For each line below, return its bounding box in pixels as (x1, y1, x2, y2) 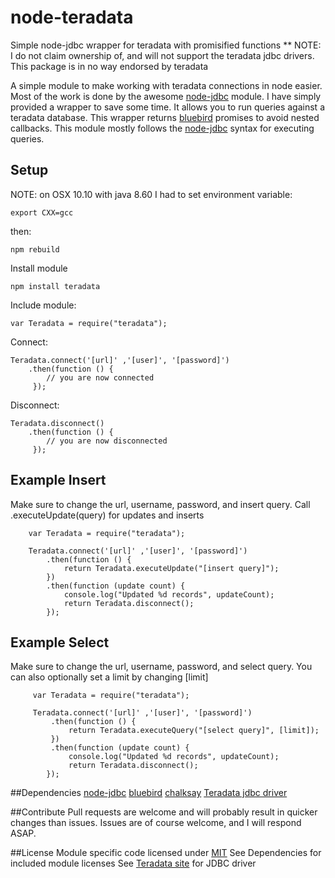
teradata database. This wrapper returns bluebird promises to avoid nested (10, 111, 320, 123)
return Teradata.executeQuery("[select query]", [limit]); (68, 726, 320, 736)
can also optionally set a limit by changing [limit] (10, 671, 209, 683)
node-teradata (10, 6, 134, 29)
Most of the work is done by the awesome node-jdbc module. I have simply (10, 90, 322, 102)
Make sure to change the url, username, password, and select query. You (10, 661, 313, 673)
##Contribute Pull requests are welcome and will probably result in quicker (10, 806, 318, 818)
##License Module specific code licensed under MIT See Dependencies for (10, 847, 322, 859)
